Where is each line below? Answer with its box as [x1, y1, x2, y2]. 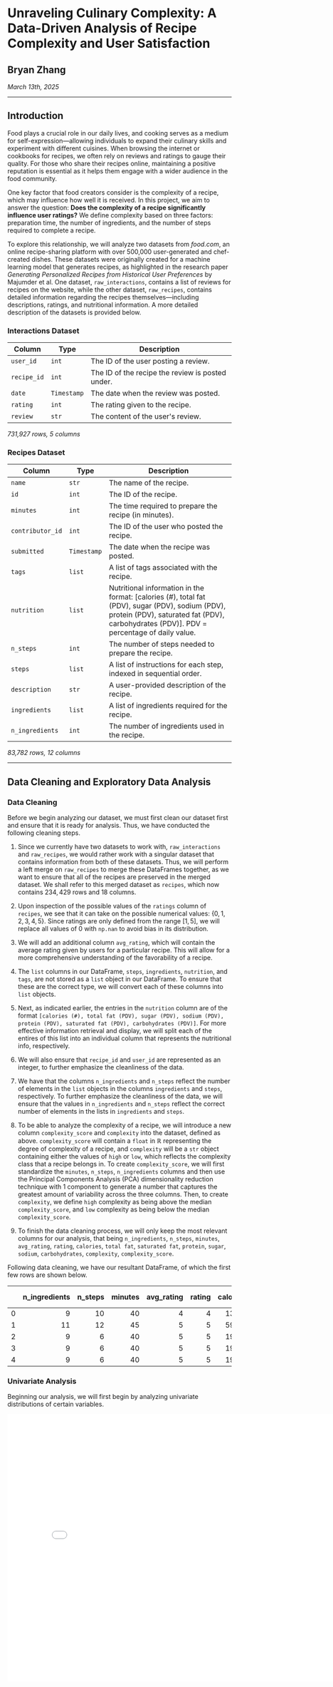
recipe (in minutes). [109, 510, 174, 520]
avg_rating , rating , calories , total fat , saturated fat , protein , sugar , [17, 1242, 226, 1251]
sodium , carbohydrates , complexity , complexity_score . [17, 1249, 174, 1258]
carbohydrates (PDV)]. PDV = [109, 619, 208, 629]
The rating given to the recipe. [90, 400, 191, 410]
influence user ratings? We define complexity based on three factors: [7, 210, 213, 219]
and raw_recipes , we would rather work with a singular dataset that [17, 850, 215, 858]
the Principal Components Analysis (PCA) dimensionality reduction [17, 1175, 213, 1184]
